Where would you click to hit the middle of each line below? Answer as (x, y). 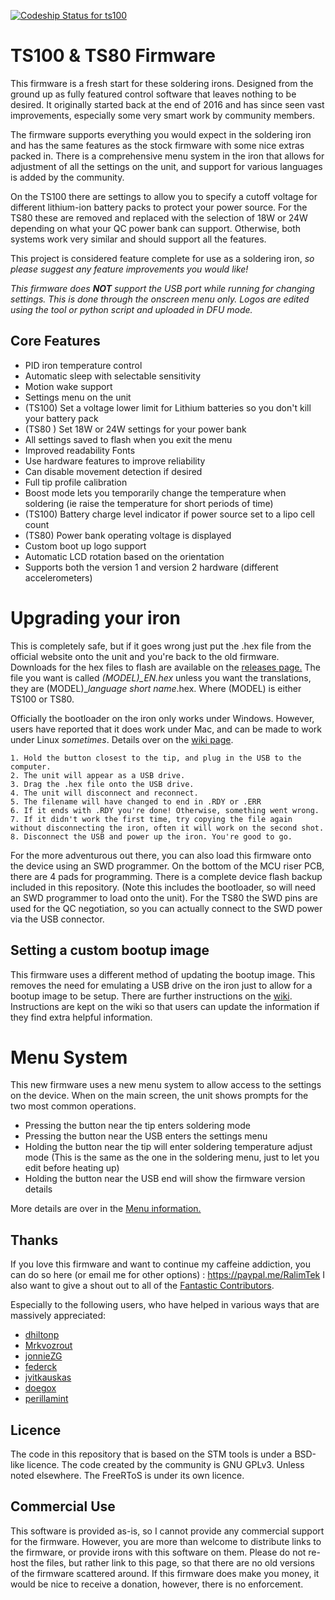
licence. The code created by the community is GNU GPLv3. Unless (165, 1465)
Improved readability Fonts (80, 450)
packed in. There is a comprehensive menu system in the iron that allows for (167, 156)
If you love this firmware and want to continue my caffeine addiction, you (160, 1264)
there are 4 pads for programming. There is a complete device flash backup (166, 876)
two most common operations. (73, 1106)
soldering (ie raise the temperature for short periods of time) (149, 503)
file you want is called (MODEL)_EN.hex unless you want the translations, (161, 677)
